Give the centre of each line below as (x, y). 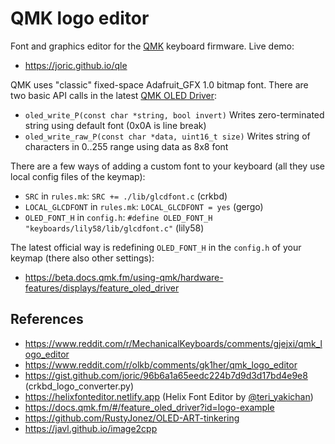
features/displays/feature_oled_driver (102, 288)
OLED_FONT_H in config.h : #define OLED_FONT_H (118, 217)
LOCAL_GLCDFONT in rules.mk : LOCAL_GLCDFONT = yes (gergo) (144, 206)
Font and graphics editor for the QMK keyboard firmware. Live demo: (152, 46)
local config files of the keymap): (78, 176)
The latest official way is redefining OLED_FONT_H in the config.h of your (156, 247)
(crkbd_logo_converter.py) (79, 386)
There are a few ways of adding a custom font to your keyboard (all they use (167, 166)
